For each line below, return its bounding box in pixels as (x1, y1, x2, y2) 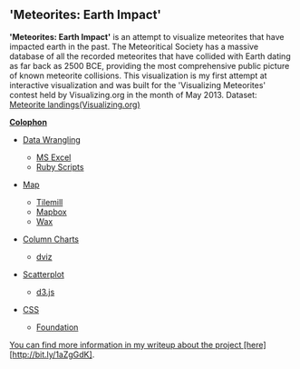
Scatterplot (22, 268, 65, 280)
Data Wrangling (22, 134, 82, 145)
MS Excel (35, 152, 72, 163)
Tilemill (35, 196, 63, 207)
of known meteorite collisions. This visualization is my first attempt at (9, 70, 267, 81)
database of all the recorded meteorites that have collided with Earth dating (9, 50, 292, 62)
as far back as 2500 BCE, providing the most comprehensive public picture (9, 60, 290, 71)
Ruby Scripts (35, 161, 84, 172)
